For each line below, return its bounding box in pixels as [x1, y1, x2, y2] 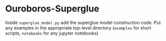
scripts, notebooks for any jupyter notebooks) [5, 30, 99, 36]
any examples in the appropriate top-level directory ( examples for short [5, 24, 151, 30]
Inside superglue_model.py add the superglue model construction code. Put [5, 19, 161, 25]
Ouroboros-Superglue [5, 3, 100, 14]
